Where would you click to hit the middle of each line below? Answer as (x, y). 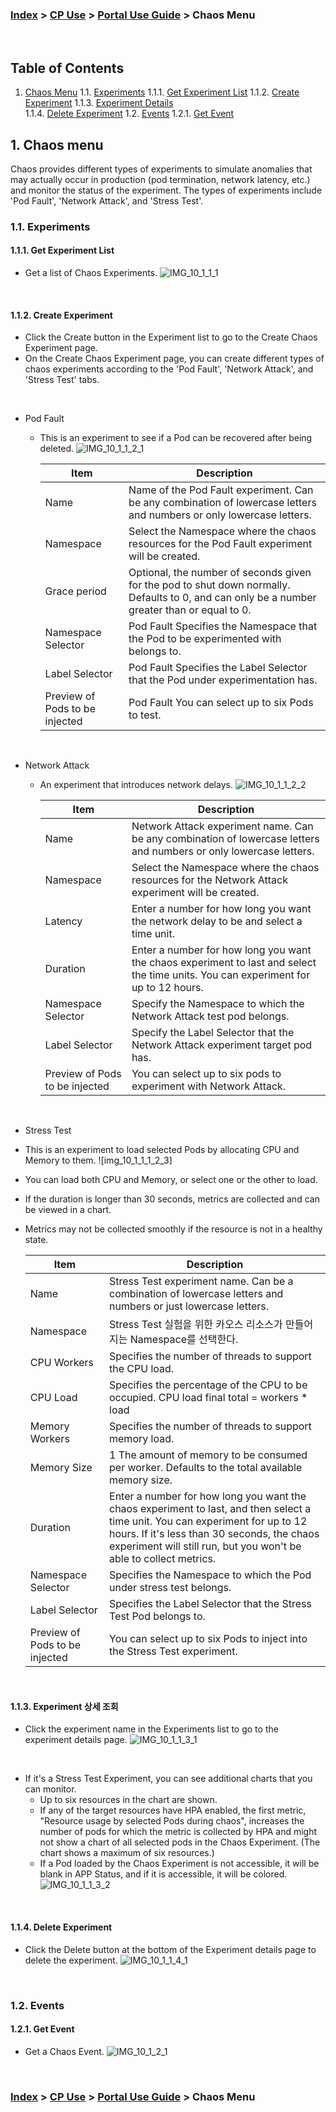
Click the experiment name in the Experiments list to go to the (151, 1729)
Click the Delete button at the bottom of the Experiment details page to (170, 1949)
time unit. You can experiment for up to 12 (208, 1521)
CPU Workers (61, 1363)
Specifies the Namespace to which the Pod (210, 1575)
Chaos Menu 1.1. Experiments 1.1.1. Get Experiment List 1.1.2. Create (162, 92)
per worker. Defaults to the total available (206, 1468)
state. (36, 1240)
